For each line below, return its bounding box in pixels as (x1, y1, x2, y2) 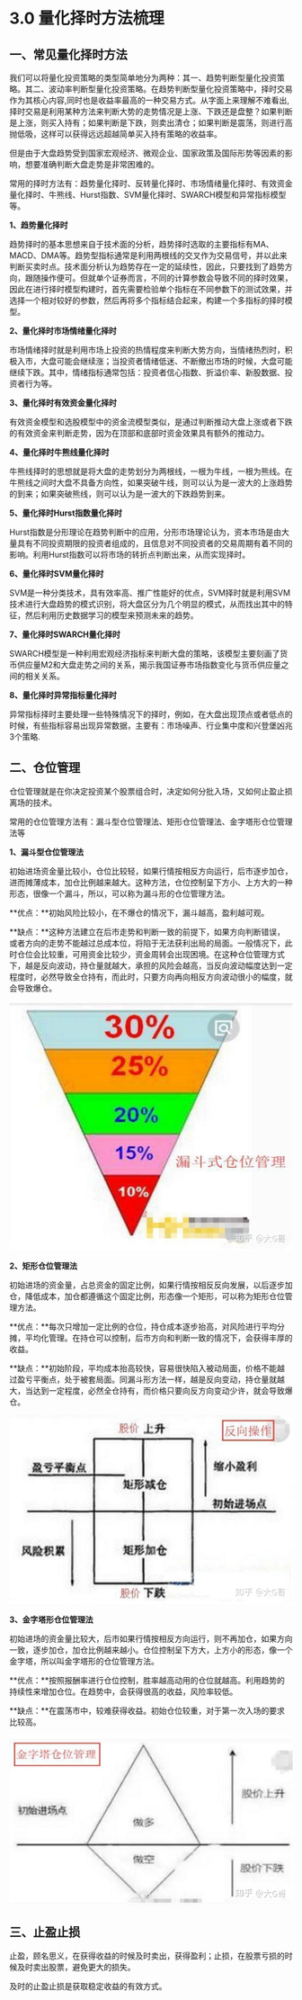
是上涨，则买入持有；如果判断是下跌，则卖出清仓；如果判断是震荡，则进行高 (9, 118, 293, 128)
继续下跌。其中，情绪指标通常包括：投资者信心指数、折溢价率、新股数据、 (9, 367, 285, 378)
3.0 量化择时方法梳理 (9, 8, 164, 29)
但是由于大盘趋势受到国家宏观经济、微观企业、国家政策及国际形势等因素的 (9, 148, 285, 158)
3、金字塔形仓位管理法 (9, 1614, 94, 1625)
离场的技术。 (9, 797, 57, 808)
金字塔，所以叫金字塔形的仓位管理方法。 (9, 1656, 159, 1667)
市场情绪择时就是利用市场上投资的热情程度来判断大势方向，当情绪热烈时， (9, 345, 285, 355)
